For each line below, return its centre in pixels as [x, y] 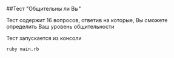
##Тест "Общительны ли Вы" [44, 9]
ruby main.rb [23, 49]
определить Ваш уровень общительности [60, 27]
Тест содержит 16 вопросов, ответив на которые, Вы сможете [87, 20]
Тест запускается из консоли [44, 38]
